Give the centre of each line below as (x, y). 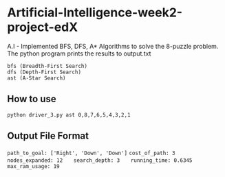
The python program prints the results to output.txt (79, 54)
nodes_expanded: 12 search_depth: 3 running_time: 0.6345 (100, 160)
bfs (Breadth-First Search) (47, 66)
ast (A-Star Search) (37, 78)
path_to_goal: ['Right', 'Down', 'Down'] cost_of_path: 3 (91, 153)
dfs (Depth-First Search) (44, 72)
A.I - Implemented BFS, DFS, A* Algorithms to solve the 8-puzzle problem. (113, 46)
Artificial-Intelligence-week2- (95, 13)
